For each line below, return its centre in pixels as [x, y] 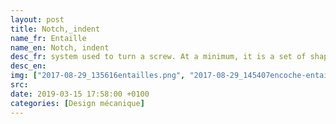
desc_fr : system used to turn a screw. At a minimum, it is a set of [158, 57]
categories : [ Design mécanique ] [77, 103]
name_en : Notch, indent [60, 47]
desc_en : [28, 66]
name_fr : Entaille [48, 38]
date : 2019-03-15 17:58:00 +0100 [80, 94]
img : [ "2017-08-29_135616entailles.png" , [98, 76]
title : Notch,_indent [55, 29]
